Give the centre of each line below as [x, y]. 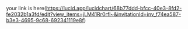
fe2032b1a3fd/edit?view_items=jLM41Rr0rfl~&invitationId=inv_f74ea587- [94, 14]
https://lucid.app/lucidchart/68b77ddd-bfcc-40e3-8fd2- [114, 8]
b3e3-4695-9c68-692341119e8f [45, 20]
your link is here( [26, 8]
